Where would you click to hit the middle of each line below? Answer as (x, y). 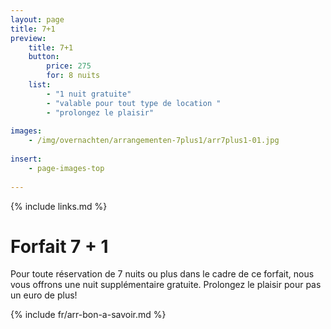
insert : (26, 159)
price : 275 (69, 66)
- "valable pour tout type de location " (134, 103)
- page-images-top (66, 168)
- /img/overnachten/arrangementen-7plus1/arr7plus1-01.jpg (154, 141)
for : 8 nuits (73, 76)
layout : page (37, 19)
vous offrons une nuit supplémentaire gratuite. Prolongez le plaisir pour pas (166, 285)
